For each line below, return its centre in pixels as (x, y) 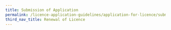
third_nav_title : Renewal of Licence (45, 19)
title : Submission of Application (42, 10)
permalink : (17, 15)
